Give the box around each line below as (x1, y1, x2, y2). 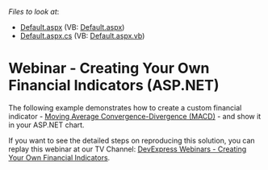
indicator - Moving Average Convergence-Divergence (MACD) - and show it (8, 111, 262, 121)
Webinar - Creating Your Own (8, 60, 210, 77)
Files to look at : (8, 7, 60, 16)
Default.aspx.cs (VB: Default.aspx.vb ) (19, 31, 145, 40)
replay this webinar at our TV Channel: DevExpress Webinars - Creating (8, 144, 247, 154)
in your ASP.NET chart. (8, 120, 85, 130)
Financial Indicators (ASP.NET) (8, 77, 220, 95)
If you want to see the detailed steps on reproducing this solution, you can (8, 135, 256, 145)
